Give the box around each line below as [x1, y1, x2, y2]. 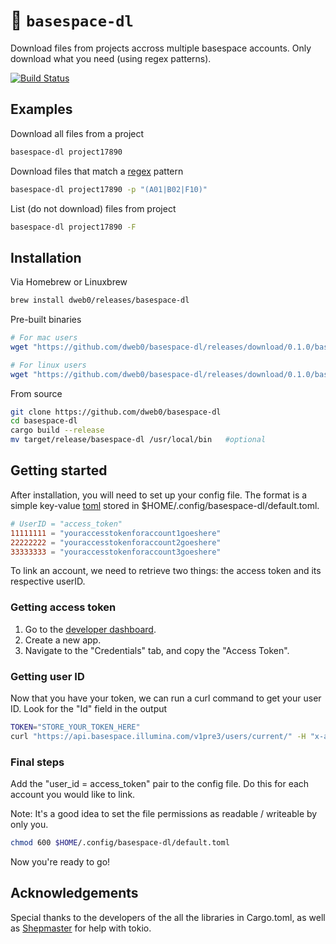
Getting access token [10, 600, 117, 614]
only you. [10, 819, 49, 831]
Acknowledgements [10, 885, 139, 902]
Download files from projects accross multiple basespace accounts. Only [10, 42, 312, 54]
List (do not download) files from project [10, 202, 177, 214]
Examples [10, 101, 73, 118]
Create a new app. [24, 634, 102, 646]
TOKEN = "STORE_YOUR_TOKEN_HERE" [10, 722, 141, 732]
